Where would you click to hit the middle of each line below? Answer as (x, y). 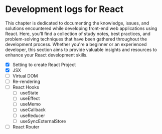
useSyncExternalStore (43, 121)
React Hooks (26, 87)
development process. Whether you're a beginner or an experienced (76, 44)
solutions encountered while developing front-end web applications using (81, 28)
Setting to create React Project (44, 64)
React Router (26, 126)
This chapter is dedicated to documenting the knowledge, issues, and (77, 23)
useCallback (33, 110)
